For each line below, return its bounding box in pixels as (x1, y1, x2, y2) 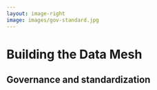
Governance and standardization (6, 74, 151, 86)
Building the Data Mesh (6, 46, 143, 62)
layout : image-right (6, 10, 66, 17)
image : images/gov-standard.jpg (6, 17, 99, 24)
